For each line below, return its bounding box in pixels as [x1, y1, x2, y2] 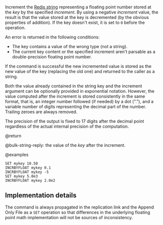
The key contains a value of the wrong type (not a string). [12, 44, 128, 49]
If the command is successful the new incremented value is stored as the [5, 63, 152, 69]
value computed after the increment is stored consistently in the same [5, 93, 145, 99]
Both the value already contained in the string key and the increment [5, 83, 143, 89]
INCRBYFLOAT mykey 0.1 [5, 165, 51, 170]
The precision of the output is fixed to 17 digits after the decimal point [5, 119, 145, 124]
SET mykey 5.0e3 [5, 174, 38, 179]
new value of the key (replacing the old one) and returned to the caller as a [5, 69, 155, 74]
